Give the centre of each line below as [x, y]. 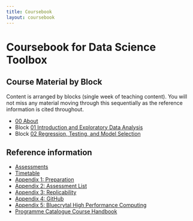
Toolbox [27, 60]
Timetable [27, 173]
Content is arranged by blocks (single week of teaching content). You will [97, 96]
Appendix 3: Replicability [46, 192]
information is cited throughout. [45, 109]
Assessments [31, 167]
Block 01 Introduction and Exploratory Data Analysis [79, 127]
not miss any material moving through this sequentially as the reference [94, 103]
